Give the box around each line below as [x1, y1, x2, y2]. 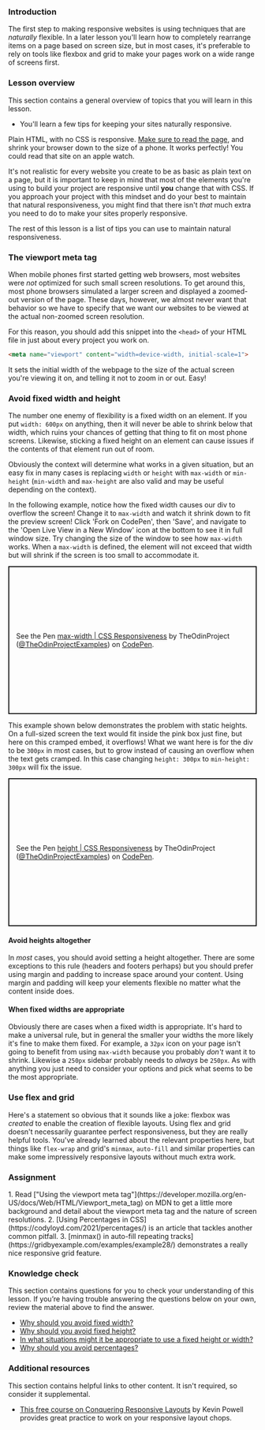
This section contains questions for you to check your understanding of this [8, 1286, 255, 1296]
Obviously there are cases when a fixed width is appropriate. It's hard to [8, 1022, 243, 1031]
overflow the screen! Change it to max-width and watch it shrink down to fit [8, 508, 251, 518]
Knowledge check [8, 1267, 79, 1278]
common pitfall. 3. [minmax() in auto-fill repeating [8, 1232, 170, 1241]
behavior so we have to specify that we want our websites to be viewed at [8, 303, 249, 313]
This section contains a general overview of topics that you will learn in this [8, 95, 252, 105]
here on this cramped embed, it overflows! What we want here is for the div [8, 737, 254, 747]
